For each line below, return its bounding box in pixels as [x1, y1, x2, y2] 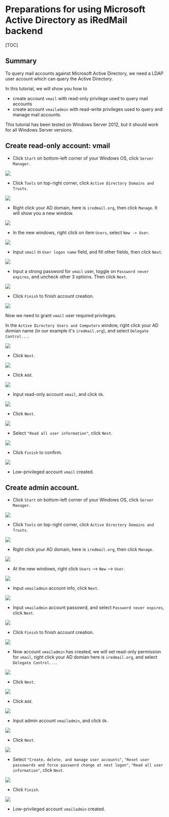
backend [5, 25, 43, 37]
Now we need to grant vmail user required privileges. [5, 312, 117, 318]
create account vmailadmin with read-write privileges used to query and [12, 106, 163, 112]
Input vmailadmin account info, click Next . [12, 585, 99, 591]
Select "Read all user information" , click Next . [12, 430, 113, 436]
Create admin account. [5, 483, 80, 492]
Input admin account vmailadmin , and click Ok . [12, 718, 108, 724]
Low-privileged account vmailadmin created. [12, 806, 106, 812]
